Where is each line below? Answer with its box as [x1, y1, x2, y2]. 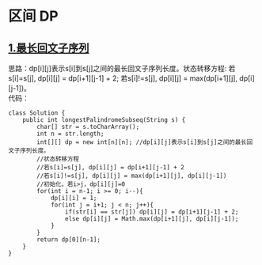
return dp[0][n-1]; [36, 236, 101, 244]
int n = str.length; [36, 130, 104, 138]
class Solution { [8, 109, 66, 117]
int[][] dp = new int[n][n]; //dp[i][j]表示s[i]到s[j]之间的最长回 [36, 138, 253, 146]
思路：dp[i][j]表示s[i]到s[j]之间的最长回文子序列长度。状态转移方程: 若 [8, 64, 236, 73]
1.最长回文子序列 [8, 41, 89, 55]
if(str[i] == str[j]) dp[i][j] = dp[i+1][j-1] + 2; [64, 208, 239, 216]
